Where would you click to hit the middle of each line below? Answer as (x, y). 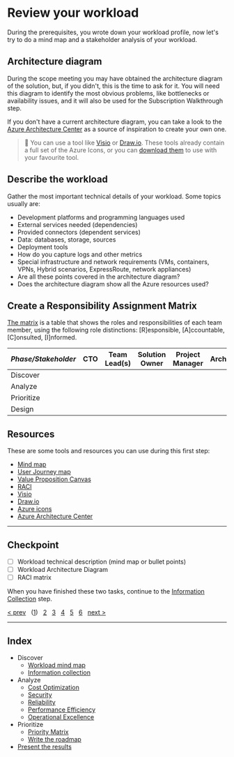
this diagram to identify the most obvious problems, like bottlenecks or (108, 93)
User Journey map (44, 472)
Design (22, 409)
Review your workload (73, 13)
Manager (188, 363)
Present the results (44, 747)
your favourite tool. (52, 157)
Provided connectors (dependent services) (79, 232)
